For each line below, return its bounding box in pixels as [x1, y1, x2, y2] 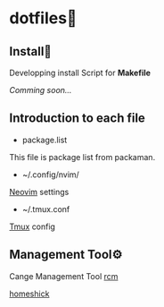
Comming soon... [9, 85, 72, 95]
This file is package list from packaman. [9, 151, 156, 162]
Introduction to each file [9, 111, 145, 126]
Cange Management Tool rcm [9, 270, 119, 281]
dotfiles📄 [9, 8, 78, 29]
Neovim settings [9, 186, 70, 197]
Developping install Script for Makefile [9, 67, 152, 78]
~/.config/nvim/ [21, 169, 80, 180]
